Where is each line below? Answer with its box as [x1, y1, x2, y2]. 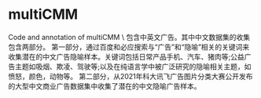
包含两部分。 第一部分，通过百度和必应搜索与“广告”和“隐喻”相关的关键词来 [8, 42, 250, 52]
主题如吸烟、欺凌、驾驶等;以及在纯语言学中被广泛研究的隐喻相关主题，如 [14, 61, 252, 71]
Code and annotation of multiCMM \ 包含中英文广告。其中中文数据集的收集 [8, 32, 250, 42]
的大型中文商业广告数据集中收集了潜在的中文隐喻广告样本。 [8, 81, 201, 91]
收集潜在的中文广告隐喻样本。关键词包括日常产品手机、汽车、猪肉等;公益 [8, 52, 245, 61]
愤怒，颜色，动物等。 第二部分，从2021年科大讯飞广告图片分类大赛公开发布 [8, 71, 253, 81]
